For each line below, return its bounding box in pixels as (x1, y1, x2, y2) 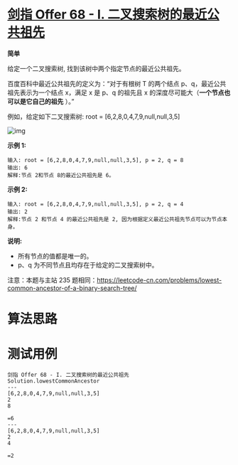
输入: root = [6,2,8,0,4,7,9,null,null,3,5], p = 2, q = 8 (7, 156, 184, 164)
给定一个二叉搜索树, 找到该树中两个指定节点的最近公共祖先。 (7, 64, 185, 73)
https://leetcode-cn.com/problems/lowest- (97, 275, 222, 284)
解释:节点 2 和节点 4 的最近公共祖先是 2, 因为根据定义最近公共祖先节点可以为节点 (7, 215, 222, 223)
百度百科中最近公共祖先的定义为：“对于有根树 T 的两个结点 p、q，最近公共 (7, 79, 227, 87)
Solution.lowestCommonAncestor (7, 378, 100, 385)
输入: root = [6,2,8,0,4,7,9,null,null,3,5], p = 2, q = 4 (7, 201, 184, 208)
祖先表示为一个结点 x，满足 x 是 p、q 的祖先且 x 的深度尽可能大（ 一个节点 (7, 88, 225, 97)
